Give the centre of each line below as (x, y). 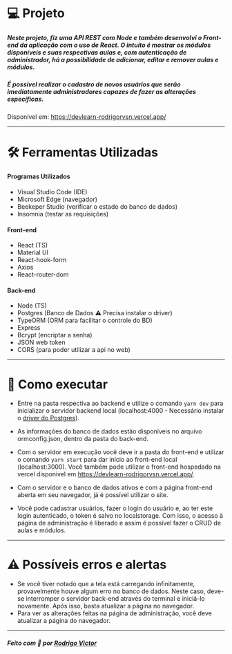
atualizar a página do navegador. (64, 621)
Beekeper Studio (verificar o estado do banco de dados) (97, 206)
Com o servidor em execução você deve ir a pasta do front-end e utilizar (120, 452)
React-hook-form (42, 260)
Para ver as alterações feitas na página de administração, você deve (114, 613)
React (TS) (32, 245)
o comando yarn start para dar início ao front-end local (97, 460)
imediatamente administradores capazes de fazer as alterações (102, 92)
